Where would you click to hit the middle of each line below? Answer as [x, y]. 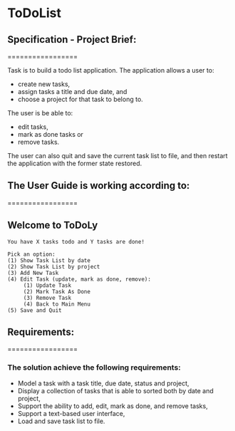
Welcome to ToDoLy [53, 225]
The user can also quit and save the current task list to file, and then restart [117, 156]
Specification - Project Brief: [72, 40]
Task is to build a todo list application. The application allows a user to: [111, 70]
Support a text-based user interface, [71, 413]
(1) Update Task [47, 285]
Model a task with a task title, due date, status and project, [104, 383]
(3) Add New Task [33, 273]
